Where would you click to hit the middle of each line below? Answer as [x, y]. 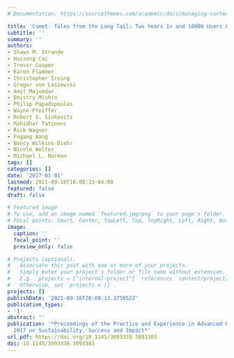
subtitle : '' [26, 33]
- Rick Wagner [28, 130]
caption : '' [31, 233]
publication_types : [36, 304]
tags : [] [20, 163]
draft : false [26, 195]
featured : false [31, 188]
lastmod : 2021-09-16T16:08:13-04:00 [60, 182]
